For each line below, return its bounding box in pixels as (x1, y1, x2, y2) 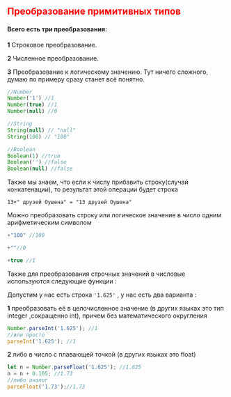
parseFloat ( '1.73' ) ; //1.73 (7, 383, 86, 391)
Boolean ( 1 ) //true (7, 153, 61, 159)
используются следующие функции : (7, 277, 117, 285)
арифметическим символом (7, 219, 92, 227)
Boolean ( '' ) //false (7, 159, 67, 166)
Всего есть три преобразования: (7, 24, 108, 33)
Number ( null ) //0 (7, 108, 58, 115)
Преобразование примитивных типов (7, 6, 181, 17)
